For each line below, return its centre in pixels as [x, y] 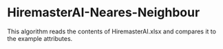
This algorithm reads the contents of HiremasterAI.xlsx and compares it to [112, 31]
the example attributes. [40, 38]
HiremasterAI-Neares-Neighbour [104, 13]
